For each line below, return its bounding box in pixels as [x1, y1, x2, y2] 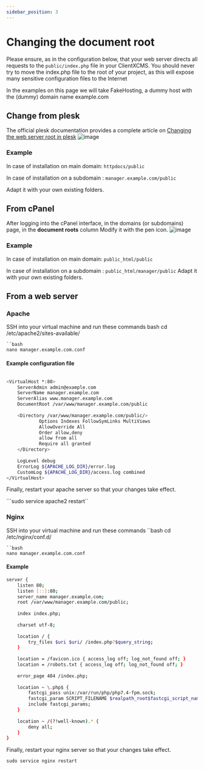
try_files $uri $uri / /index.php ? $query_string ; [28, 639, 154, 645]
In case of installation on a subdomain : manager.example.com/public [6, 174, 177, 182]
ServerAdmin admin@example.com [17, 384, 97, 390]
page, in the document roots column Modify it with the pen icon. [6, 226, 168, 233]
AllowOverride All [38, 424, 86, 430]
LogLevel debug [17, 457, 56, 464]
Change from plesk [6, 110, 80, 121]
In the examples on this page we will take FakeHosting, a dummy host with [6, 87, 192, 94]
